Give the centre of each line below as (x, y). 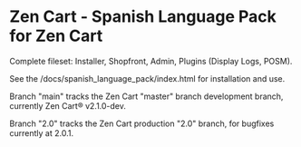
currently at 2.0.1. (42, 132)
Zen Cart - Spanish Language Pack (143, 17)
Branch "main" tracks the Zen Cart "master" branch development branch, (146, 96)
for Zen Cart (56, 36)
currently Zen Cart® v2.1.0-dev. (68, 105)
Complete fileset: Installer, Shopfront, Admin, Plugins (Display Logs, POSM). (151, 61)
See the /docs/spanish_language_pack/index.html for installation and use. (147, 78)
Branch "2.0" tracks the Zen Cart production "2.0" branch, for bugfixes (142, 123)
